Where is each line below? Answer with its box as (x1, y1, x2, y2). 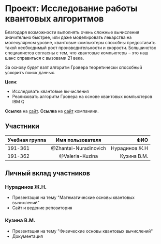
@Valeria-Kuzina (59, 152, 98, 159)
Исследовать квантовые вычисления (12, 88, 89, 94)
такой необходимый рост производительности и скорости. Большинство (5, 45, 157, 50)
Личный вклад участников (5, 169, 90, 178)
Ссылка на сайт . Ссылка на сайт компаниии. (5, 108, 99, 114)
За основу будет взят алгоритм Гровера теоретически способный (5, 64, 142, 70)
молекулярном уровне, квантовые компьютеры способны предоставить (5, 39, 156, 45)
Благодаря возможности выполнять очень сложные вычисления (5, 29, 140, 35)
